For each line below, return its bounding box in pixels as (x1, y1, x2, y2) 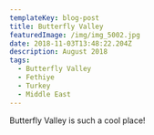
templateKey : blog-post (9, 13, 100, 23)
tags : (9, 56, 30, 65)
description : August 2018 (9, 47, 108, 57)
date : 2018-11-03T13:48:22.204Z (9, 38, 132, 48)
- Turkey (17, 81, 51, 90)
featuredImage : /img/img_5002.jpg (9, 30, 141, 39)
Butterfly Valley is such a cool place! (9, 115, 146, 126)
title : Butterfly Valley (9, 22, 104, 31)
